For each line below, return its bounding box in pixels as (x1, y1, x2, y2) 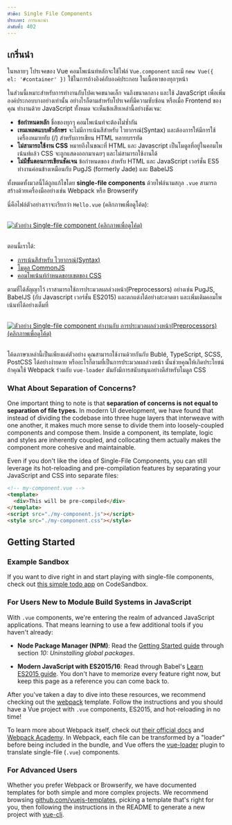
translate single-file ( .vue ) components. (7, 747, 120, 756)
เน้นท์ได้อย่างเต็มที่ (7, 301, 48, 309)
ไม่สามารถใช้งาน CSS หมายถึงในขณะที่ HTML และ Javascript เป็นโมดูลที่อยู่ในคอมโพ (17, 141, 223, 150)
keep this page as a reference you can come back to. (17, 677, 170, 685)
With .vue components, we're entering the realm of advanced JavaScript (7, 613, 215, 621)
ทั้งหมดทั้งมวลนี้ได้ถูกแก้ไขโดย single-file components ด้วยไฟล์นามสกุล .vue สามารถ (7, 179, 217, 187)
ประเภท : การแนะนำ (7, 17, 48, 24)
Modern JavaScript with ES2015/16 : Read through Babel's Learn (17, 662, 204, 671)
